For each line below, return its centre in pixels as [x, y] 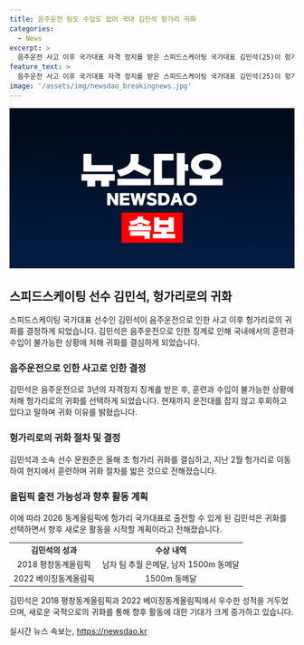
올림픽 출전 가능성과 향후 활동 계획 [79, 496]
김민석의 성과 [54, 550]
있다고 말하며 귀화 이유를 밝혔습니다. [73, 412]
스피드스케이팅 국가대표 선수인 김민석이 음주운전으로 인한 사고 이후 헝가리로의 [146, 320]
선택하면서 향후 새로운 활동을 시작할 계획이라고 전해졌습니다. [116, 529]
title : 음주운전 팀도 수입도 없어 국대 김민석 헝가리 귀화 [103, 19]
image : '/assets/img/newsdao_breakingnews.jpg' [101, 86]
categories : [32, 29]
